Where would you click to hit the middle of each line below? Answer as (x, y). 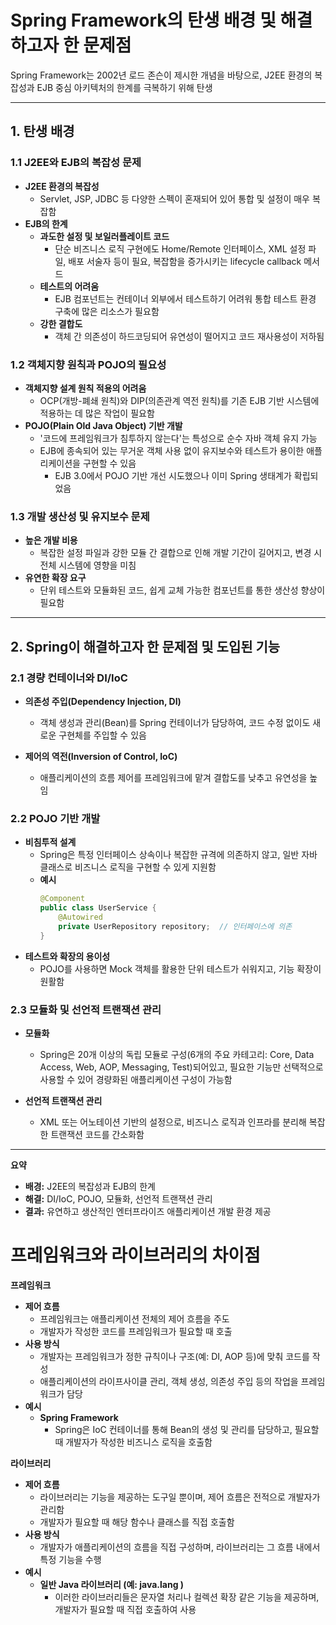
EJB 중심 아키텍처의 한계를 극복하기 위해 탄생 (124, 87)
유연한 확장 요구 (55, 578)
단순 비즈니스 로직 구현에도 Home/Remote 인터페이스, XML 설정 (180, 248)
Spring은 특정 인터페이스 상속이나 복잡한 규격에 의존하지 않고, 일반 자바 (178, 855)
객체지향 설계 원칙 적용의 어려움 (85, 388)
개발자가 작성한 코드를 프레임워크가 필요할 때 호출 (136, 1331)
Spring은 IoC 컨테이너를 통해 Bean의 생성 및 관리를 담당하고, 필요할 (187, 1429)
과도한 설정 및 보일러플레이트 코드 (104, 236)
